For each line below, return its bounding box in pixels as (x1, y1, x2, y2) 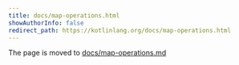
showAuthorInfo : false (8, 19, 84, 27)
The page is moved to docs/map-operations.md (8, 48, 167, 58)
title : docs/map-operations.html (8, 11, 120, 20)
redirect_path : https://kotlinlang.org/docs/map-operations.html (8, 26, 231, 34)
